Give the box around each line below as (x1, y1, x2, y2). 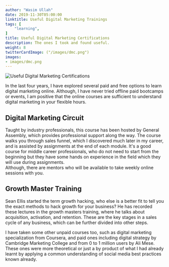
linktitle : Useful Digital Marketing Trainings (5, 17, 108, 22)
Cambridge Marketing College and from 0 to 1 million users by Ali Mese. (5, 240, 155, 246)
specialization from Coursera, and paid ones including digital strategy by (5, 235, 157, 241)
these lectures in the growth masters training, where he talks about (5, 208, 145, 215)
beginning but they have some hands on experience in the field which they (5, 154, 161, 160)
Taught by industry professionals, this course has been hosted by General (5, 127, 159, 133)
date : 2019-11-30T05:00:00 (5, 12, 62, 17)
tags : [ (5, 21, 22, 27)
